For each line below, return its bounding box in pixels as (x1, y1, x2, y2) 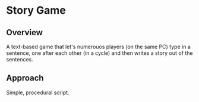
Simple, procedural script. (6, 89, 70, 96)
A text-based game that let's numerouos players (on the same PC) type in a (6, 43, 191, 50)
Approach (6, 73, 44, 84)
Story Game (6, 4, 67, 17)
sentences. (6, 56, 34, 63)
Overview (6, 27, 43, 38)
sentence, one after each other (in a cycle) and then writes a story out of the (6, 50, 193, 57)
